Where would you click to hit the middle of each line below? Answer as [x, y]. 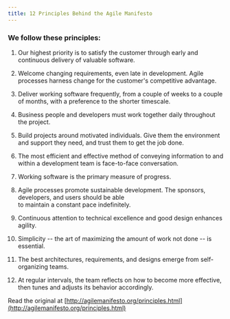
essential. [31, 246]
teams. [59, 267]
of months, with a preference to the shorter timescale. [94, 101]
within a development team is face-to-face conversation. [98, 163]
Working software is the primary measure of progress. [94, 176]
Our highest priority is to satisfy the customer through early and [108, 52]
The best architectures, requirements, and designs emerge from [108, 259]
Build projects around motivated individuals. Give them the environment [119, 135]
